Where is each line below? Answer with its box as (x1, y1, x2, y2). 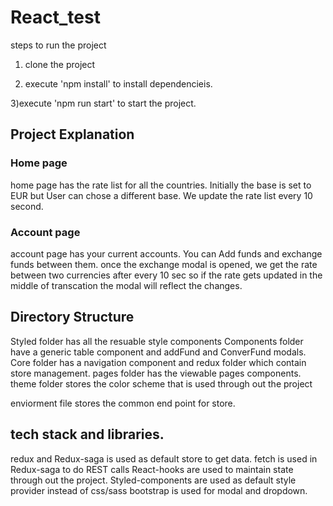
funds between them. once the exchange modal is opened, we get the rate (10, 258, 318, 270)
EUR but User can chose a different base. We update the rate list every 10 (10, 189, 313, 201)
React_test (10, 6, 101, 29)
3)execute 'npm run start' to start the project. (10, 97, 197, 109)
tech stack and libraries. (10, 426, 165, 443)
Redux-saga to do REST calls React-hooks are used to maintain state (10, 463, 294, 475)
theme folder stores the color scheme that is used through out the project (10, 377, 313, 390)
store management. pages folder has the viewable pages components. (10, 367, 302, 379)
